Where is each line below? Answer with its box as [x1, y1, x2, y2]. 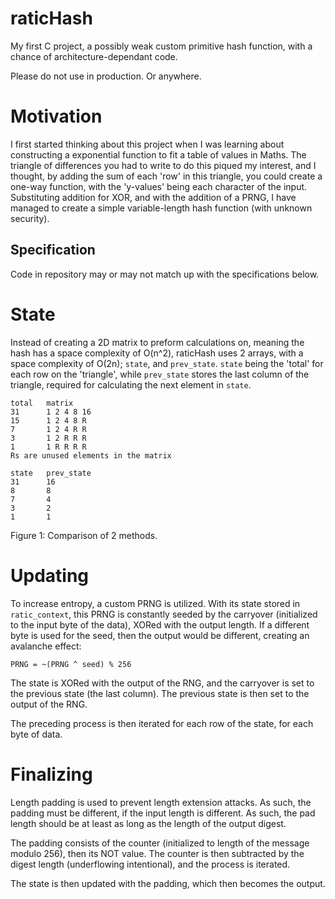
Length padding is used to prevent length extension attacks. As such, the [10, 796, 312, 808]
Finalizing [10, 763, 93, 786]
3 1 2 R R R [10, 433, 87, 443]
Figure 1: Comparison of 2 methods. [10, 529, 158, 541]
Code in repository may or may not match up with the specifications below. [10, 268, 320, 280]
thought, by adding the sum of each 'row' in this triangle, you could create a [10, 170, 323, 182]
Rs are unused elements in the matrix [10, 450, 172, 461]
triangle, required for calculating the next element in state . [10, 378, 252, 391]
